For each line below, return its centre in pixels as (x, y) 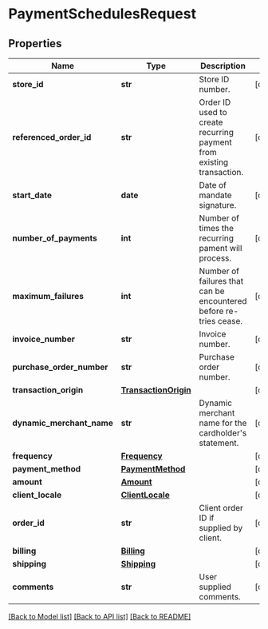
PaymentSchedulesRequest (102, 14)
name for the (223, 423)
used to (213, 112)
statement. (219, 443)
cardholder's (223, 433)
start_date (32, 195)
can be (212, 291)
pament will (221, 248)
